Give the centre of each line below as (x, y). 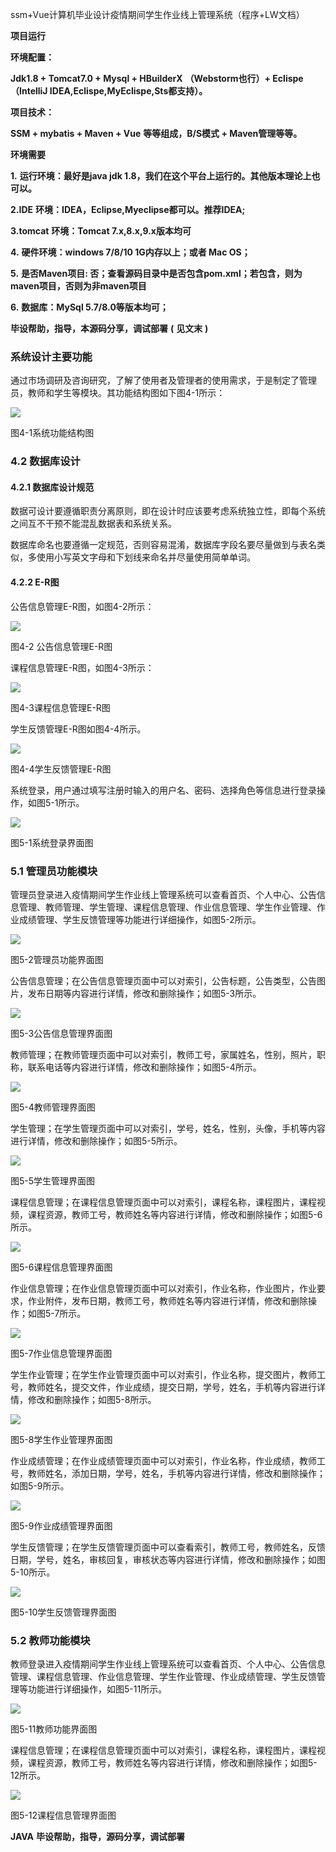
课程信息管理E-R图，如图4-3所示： (82, 667)
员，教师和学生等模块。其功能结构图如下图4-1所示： (118, 393)
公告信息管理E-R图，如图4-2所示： (82, 606)
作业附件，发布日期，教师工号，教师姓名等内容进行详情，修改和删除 (167, 1300)
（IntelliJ (29, 91)
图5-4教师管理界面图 (53, 1107)
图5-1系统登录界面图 (52, 842)
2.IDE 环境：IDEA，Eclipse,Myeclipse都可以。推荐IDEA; (128, 209)
